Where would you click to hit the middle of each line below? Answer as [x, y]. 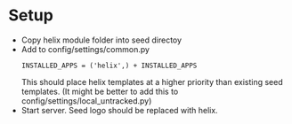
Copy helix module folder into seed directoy [101, 40]
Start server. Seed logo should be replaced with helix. [120, 110]
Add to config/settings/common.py [85, 49]
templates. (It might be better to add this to [100, 91]
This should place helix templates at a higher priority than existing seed [152, 81]
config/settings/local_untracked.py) [86, 101]
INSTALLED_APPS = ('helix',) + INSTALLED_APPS [109, 66]
